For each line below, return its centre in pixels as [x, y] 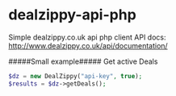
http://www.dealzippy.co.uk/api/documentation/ [88, 45]
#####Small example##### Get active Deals [83, 61]
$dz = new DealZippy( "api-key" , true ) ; [75, 76]
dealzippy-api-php [73, 15]
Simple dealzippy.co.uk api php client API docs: [87, 37]
